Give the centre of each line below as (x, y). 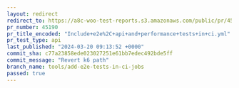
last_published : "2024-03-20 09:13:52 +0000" (75, 47)
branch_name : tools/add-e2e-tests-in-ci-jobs (75, 67)
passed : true (26, 73)
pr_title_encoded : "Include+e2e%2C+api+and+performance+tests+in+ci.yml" (119, 34)
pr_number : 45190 (32, 27)
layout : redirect (32, 14)
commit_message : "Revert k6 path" (58, 60)
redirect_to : (26, 21)
